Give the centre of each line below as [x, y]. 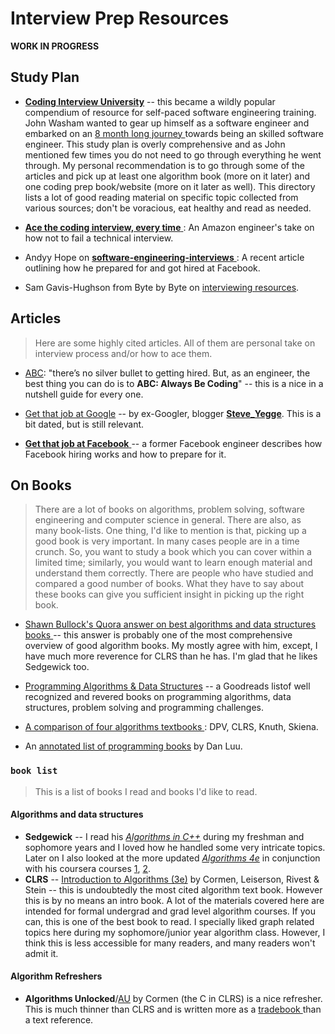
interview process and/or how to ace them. [123, 353]
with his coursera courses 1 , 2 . [88, 868]
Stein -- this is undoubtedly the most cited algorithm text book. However [173, 889]
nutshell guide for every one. [84, 394]
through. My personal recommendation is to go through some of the [164, 165]
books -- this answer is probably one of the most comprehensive [158, 635]
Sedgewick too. [57, 667]
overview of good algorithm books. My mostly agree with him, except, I [171, 646]
